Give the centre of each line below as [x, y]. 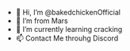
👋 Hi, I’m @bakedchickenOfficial [68, 12]
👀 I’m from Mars [42, 21]
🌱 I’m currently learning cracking [69, 29]
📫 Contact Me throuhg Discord [67, 38]
